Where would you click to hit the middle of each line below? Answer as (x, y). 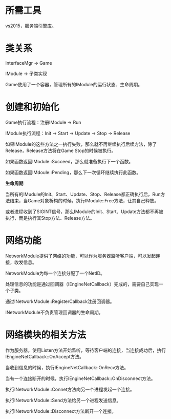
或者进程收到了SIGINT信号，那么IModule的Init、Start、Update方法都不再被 (84, 212)
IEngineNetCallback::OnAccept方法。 (45, 356)
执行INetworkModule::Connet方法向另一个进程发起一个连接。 (70, 389)
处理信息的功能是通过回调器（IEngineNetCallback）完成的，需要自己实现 (82, 284)
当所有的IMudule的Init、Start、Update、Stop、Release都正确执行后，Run (83, 194)
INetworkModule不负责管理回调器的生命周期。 (54, 312)
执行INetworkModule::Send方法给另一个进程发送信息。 (63, 400)
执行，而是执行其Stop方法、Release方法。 (50, 218)
